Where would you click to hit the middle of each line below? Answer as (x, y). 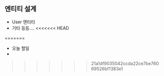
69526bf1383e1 (107, 69)
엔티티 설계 (21, 9)
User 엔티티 (23, 22)
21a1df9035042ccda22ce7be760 (125, 63)
